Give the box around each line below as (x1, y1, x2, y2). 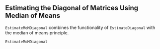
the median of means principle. (5, 29, 69, 36)
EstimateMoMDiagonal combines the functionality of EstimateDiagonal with (5, 24, 156, 30)
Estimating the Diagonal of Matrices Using (5, 4, 139, 12)
